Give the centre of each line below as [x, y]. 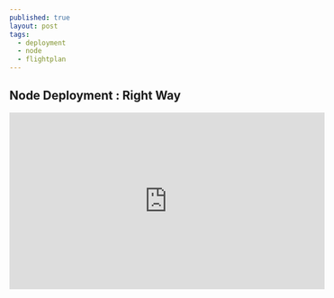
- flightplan [42, 59]
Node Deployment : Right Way [95, 96]
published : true [40, 18]
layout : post [34, 26]
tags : [19, 34]
